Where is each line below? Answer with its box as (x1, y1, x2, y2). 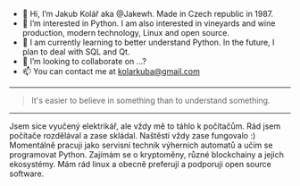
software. (9, 168, 45, 179)
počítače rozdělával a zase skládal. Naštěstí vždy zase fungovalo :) (9, 131, 256, 140)
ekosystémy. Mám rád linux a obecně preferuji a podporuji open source (9, 159, 272, 169)
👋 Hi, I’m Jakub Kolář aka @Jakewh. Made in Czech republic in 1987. (21, 9, 274, 19)
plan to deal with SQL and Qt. (21, 46, 130, 57)
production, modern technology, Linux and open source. (21, 28, 230, 38)
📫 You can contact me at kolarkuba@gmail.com (21, 66, 201, 76)
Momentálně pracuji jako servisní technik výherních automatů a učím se (9, 139, 273, 150)
